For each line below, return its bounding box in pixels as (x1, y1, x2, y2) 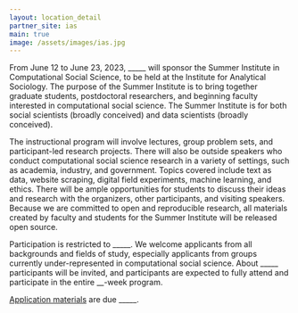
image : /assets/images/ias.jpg (9, 37, 126, 47)
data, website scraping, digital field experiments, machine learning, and (9, 175, 272, 185)
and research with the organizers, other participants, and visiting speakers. (9, 194, 286, 204)
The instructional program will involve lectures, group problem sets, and (9, 136, 274, 147)
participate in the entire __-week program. (9, 277, 163, 288)
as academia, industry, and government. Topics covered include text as (9, 165, 272, 176)
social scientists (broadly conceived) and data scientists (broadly (9, 110, 249, 120)
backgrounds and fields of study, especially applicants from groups (9, 249, 257, 259)
